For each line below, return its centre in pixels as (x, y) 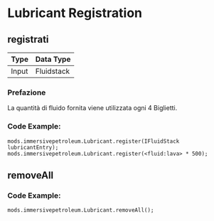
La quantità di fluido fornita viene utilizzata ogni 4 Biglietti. (92, 108)
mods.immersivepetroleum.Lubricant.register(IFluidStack (93, 141)
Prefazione (27, 92)
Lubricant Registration (75, 13)
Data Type (53, 59)
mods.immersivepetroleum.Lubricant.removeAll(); (81, 210)
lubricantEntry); (33, 147)
